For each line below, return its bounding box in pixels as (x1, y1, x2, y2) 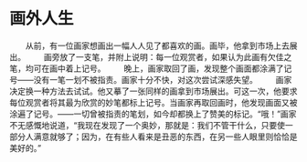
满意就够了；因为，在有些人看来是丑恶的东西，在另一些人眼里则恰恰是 (33, 131, 298, 142)
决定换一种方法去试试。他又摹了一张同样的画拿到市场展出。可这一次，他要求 (9, 86, 298, 96)
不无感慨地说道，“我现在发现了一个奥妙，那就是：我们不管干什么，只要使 (9, 119, 286, 130)
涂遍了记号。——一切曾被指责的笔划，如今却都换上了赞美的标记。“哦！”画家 (9, 108, 297, 119)
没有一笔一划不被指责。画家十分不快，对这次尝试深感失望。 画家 (33, 74, 292, 85)
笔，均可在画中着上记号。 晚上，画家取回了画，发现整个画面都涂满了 (9, 63, 284, 74)
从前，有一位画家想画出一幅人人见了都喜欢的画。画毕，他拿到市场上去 (25, 40, 290, 51)
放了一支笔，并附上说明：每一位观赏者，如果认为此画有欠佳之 (58, 51, 292, 62)
